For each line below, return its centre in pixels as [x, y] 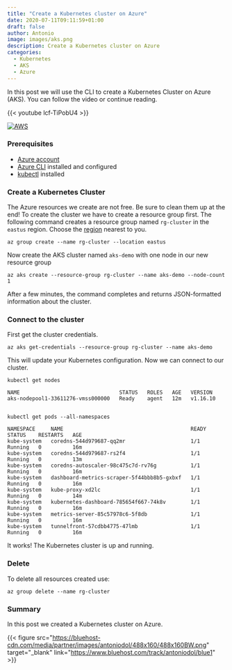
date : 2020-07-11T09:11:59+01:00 [56, 20]
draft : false [26, 26]
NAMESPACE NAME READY [107, 429]
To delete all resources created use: [58, 579]
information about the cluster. [49, 302]
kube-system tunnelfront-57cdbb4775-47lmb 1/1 [103, 527]
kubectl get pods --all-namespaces [59, 417]
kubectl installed [41, 174]
